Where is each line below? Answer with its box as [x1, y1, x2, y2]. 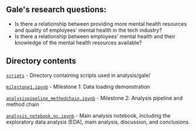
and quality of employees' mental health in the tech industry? [14, 26, 162, 33]
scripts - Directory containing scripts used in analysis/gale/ [6, 72, 151, 79]
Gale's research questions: [6, 5, 106, 15]
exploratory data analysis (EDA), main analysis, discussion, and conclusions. [6, 118, 190, 125]
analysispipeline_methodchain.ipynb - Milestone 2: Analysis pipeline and [6, 94, 183, 102]
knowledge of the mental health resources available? [14, 39, 142, 46]
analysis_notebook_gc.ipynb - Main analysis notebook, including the [6, 112, 171, 119]
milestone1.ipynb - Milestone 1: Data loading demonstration [6, 83, 150, 90]
